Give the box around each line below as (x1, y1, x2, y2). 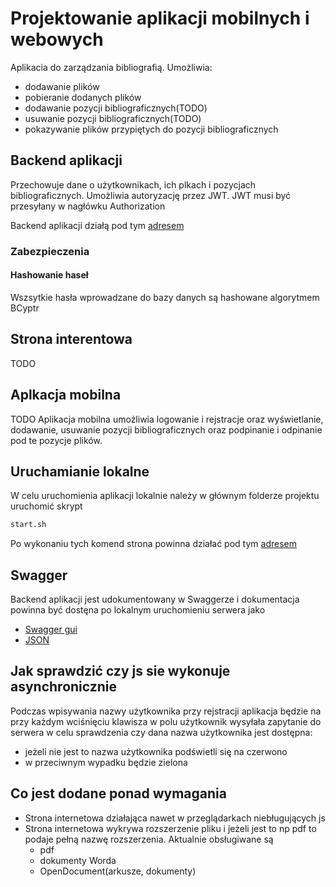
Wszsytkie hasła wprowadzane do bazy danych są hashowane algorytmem (10, 291, 320, 303)
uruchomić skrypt (10, 500, 83, 512)
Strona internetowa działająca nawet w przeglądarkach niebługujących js (24, 812, 326, 824)
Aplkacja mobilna (10, 387, 122, 404)
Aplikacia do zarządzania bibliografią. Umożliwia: (10, 61, 213, 73)
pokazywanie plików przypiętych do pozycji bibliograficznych (24, 123, 279, 135)
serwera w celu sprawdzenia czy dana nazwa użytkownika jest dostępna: (10, 726, 313, 738)
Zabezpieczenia (10, 244, 90, 258)
